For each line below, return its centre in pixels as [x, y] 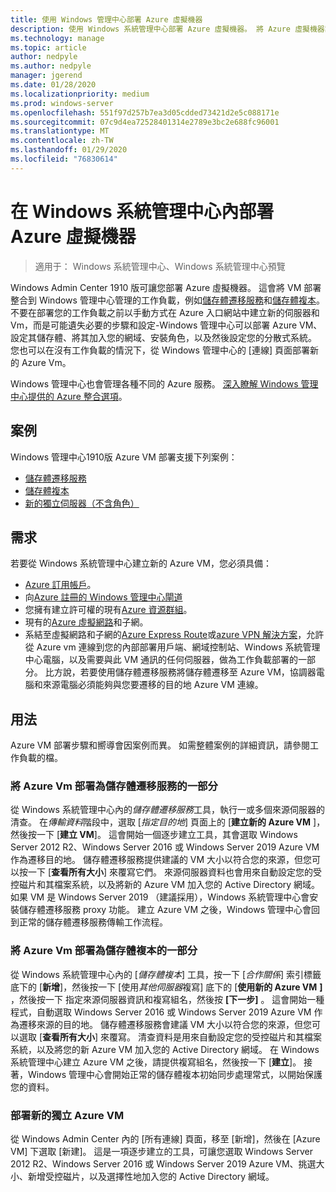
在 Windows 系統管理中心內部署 [142, 211]
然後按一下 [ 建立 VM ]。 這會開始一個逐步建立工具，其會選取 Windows [154, 835]
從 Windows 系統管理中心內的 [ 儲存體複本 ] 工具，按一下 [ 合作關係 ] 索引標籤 [166, 974]
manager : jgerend [46, 76]
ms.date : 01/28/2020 [53, 85]
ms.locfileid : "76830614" [64, 159]
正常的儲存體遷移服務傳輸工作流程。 [93, 922]
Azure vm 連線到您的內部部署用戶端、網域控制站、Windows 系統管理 [178, 647]
